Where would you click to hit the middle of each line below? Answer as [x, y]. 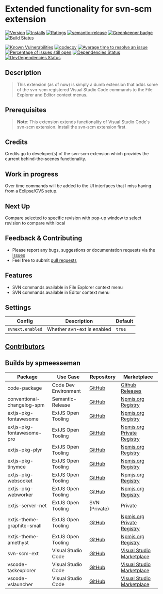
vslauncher [20, 584]
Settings [18, 308]
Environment [66, 391]
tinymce [16, 466]
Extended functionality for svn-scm [78, 9]
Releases [131, 391]
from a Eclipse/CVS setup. [31, 191]
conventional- [24, 399]
